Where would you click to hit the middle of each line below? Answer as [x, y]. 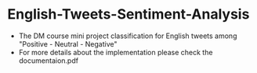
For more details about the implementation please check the [116, 52]
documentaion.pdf [49, 61]
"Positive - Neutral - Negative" [68, 43]
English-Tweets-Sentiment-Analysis [128, 14]
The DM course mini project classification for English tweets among [128, 36]
